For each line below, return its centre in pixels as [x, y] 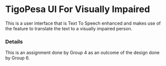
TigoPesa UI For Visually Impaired [78, 9]
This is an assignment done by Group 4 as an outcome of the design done [82, 53]
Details [14, 41]
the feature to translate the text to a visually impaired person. [69, 28]
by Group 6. [18, 58]
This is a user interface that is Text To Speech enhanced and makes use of [83, 23]
